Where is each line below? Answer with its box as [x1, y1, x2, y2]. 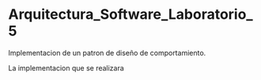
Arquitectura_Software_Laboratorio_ [8, 5, 253, 24]
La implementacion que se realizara [8, 63, 124, 72]
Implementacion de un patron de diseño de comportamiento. [8, 48, 206, 57]
